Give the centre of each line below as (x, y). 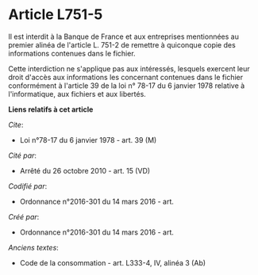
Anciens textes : (34, 247)
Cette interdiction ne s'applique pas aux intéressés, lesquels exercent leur (129, 68)
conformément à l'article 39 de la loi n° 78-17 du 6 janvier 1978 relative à (127, 86)
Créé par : (24, 216)
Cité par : (23, 155)
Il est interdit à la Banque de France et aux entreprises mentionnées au (124, 36)
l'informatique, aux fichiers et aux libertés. (77, 94)
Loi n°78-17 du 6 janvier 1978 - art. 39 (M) (88, 139)
